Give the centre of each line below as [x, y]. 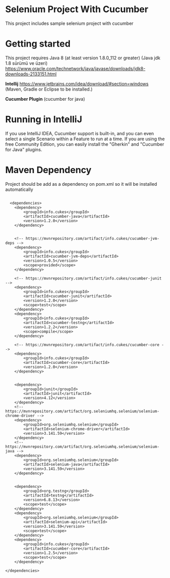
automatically [19, 189]
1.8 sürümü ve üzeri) [27, 63]
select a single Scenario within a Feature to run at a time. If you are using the [85, 139]
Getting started [38, 44]
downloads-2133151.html [31, 74]
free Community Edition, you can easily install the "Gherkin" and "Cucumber [85, 144]
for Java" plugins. [24, 149]
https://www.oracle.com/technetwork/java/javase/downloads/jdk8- [75, 68]
